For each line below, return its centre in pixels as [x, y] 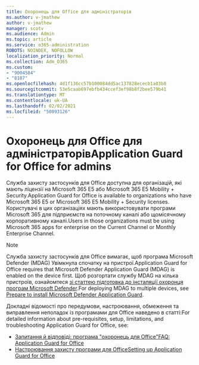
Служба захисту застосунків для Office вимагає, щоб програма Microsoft [100, 256]
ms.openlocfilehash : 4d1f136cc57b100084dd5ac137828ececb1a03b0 [86, 84]
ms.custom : [20, 67]
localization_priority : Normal [45, 56]
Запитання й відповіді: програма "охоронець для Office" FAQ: [92, 337]
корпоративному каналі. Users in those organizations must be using [90, 221]
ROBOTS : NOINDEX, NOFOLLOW [40, 51]
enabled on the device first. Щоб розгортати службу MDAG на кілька [92, 276]
